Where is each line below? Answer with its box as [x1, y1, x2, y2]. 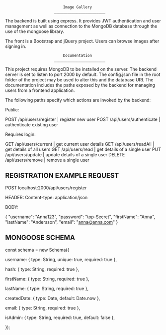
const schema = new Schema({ [5, 247, 70, 253]
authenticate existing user [5, 122, 59, 127]
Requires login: [5, 131, 36, 137]
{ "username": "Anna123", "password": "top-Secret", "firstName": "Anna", [5, 214, 156, 220]
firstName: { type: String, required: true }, [5, 276, 89, 282]
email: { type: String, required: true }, [5, 305, 81, 311]
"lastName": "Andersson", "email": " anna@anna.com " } [5, 219, 118, 225]
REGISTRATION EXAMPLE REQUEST [5, 171, 119, 180]
